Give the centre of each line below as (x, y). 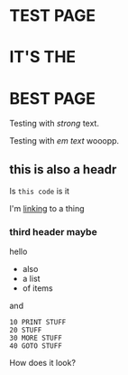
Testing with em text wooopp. (64, 141)
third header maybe (53, 232)
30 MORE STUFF (36, 338)
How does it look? (43, 363)
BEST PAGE (53, 98)
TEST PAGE (53, 16)
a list (31, 279)
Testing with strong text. (54, 124)
